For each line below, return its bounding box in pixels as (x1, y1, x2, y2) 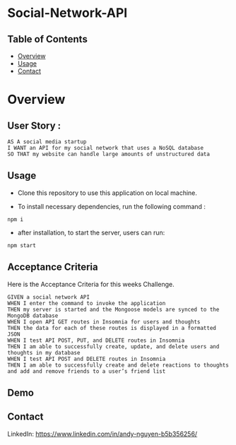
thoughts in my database (7, 349, 81, 356)
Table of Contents (7, 33, 88, 45)
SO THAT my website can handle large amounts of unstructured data (7, 150, 211, 158)
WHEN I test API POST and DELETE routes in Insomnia (7, 355, 166, 362)
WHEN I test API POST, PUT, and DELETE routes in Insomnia (7, 337, 185, 344)
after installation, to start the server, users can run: (17, 228, 165, 237)
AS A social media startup (7, 138, 87, 146)
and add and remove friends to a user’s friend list (7, 367, 166, 375)
